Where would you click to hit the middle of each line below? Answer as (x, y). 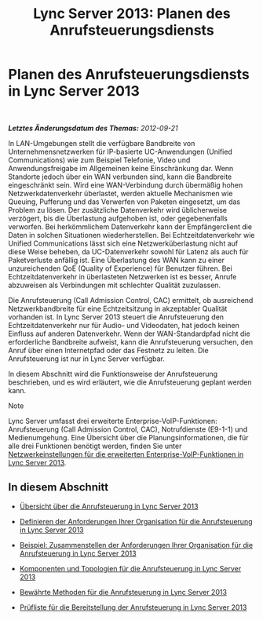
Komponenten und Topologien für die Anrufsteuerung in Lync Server (130, 568)
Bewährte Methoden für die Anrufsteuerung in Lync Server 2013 (123, 592)
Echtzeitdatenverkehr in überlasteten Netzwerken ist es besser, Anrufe (122, 276)
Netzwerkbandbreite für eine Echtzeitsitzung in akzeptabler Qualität (118, 308)
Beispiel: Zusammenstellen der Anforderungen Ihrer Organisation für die (136, 545)
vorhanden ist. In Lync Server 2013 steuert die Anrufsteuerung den (116, 317)
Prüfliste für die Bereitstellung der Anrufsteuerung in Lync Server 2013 (133, 607)
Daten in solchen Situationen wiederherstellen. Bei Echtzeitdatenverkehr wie (131, 235)
